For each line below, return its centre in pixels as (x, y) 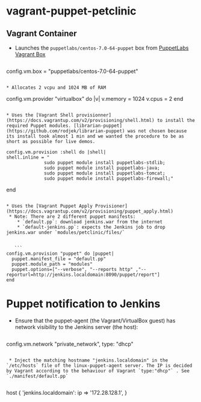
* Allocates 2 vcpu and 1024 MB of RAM (56, 88)
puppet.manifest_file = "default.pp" (59, 259)
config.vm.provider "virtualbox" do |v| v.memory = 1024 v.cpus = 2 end (95, 99)
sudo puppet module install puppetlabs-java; (102, 168)
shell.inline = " (28, 158)
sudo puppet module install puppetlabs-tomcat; (105, 173)
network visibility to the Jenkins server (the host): (76, 327)
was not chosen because (157, 131)
